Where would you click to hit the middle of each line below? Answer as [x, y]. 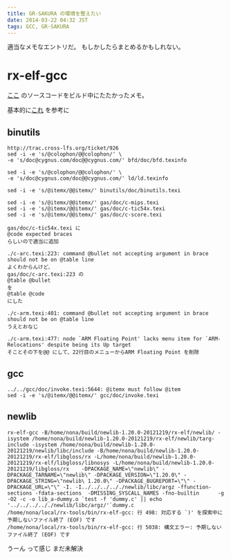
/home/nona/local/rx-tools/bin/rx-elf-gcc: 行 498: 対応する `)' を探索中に [115, 513]
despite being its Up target [89, 345]
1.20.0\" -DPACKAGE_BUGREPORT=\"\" [139, 481]
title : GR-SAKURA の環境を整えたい [54, 13]
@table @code [26, 294]
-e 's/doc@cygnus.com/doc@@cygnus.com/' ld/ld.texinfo [88, 178]
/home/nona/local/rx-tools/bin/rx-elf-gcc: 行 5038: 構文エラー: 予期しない [114, 527]
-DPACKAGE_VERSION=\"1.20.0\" [137, 475]
